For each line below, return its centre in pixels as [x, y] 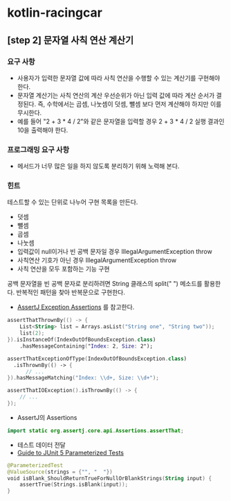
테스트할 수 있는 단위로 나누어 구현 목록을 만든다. [73, 202]
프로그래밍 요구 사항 [38, 149]
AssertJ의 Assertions [47, 417]
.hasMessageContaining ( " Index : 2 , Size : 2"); [86, 346]
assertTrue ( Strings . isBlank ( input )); [74, 485]
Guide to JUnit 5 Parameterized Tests [71, 452]
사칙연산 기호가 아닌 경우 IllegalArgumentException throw [97, 260]
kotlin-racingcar [55, 13]
